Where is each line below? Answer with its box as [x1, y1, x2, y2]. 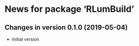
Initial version [11, 36, 39, 42]
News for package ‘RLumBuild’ [4, 3, 135, 15]
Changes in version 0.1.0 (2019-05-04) [4, 23, 128, 32]
